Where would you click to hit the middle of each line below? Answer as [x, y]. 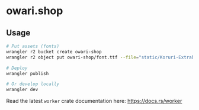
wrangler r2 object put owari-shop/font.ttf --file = [73, 57]
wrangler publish [28, 73]
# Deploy [17, 68]
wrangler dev [22, 90]
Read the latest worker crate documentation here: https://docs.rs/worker [94, 101]
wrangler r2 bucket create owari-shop [54, 51]
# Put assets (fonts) [33, 46]
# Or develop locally [33, 84]
